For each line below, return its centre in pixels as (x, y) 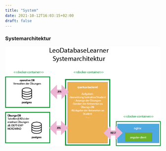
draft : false (19, 21)
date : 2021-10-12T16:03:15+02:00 (40, 15)
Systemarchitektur (28, 38)
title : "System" (22, 10)
